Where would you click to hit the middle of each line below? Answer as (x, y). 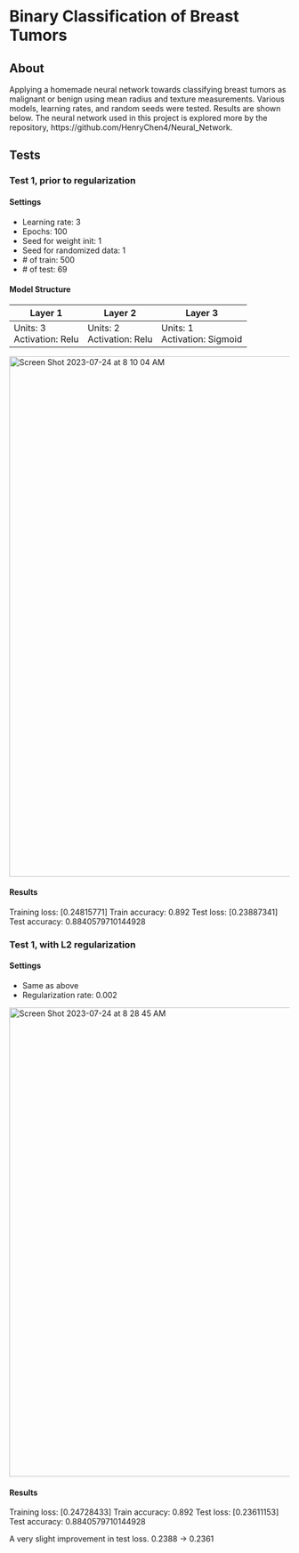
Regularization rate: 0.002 (69, 996)
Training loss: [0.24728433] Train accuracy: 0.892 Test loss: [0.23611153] (144, 1512)
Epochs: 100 (45, 231)
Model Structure (40, 289)
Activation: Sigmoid (202, 338)
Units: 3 (30, 328)
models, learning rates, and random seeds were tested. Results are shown (145, 108)
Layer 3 (202, 313)
